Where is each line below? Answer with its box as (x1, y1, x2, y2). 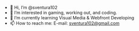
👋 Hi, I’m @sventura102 (9, 5, 58, 10)
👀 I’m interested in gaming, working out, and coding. (9, 10, 117, 15)
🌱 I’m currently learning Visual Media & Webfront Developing (9, 15, 135, 20)
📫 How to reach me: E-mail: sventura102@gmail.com (9, 20, 120, 26)
